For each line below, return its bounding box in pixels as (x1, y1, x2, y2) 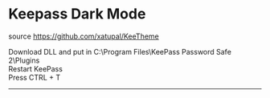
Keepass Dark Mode (8, 5, 146, 23)
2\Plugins (8, 55, 40, 65)
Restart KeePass (8, 63, 63, 73)
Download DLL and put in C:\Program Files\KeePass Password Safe (8, 47, 231, 56)
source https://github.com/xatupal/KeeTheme (8, 31, 159, 41)
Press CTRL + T (8, 72, 61, 82)
